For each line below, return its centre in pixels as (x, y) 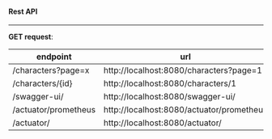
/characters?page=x (51, 70)
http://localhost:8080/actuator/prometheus (185, 110)
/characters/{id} (42, 83)
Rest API (23, 11)
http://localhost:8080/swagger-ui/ (170, 97)
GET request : (31, 37)
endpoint (54, 57)
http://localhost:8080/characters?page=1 (183, 70)
